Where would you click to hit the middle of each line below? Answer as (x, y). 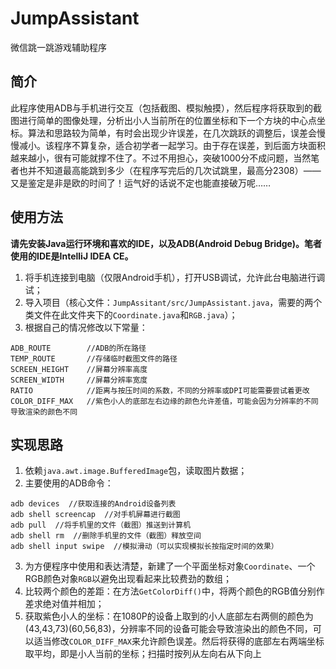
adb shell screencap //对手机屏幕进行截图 (95, 515)
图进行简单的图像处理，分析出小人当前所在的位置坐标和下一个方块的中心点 (163, 120)
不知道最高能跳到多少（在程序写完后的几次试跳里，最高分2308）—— (179, 170)
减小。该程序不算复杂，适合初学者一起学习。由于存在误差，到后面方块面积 (172, 145)
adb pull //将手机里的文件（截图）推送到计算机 (101, 525)
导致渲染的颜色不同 (44, 412)
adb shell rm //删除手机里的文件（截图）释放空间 (106, 536)
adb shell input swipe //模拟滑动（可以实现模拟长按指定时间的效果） (144, 547)
